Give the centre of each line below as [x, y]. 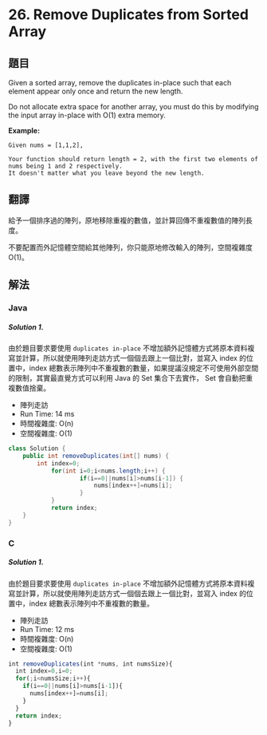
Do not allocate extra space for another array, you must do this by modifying [133, 107]
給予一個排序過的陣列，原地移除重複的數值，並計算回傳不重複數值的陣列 [127, 220]
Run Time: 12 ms [47, 629]
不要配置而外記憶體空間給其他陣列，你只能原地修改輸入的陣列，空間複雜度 [130, 247]
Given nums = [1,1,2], [46, 145]
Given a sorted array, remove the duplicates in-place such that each [120, 83]
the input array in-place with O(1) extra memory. [87, 115]
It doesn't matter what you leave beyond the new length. [106, 173]
